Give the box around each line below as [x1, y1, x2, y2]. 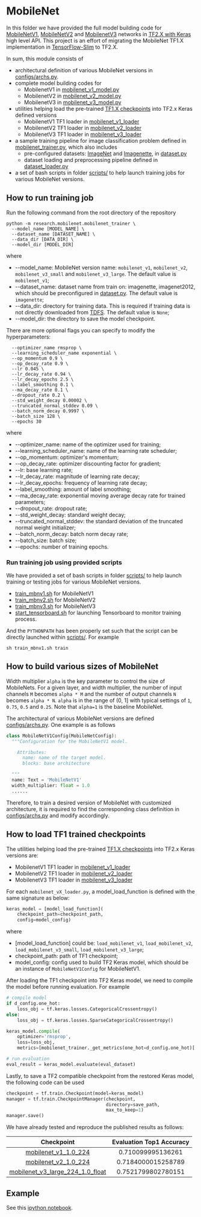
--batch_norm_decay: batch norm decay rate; [14, 530, 128, 537]
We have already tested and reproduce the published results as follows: [6, 1124, 184, 1131]
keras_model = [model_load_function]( [6, 906, 104, 912]
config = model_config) [17, 917, 71, 923]
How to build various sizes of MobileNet [6, 661, 159, 672]
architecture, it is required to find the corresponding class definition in [6, 805, 179, 812]
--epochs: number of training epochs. [14, 543, 110, 550]
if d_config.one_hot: [6, 1001, 61, 1007]
